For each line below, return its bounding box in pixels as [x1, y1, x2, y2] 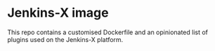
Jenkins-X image [7, 5, 109, 21]
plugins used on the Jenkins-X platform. [7, 35, 124, 43]
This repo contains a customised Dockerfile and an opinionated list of [7, 28, 209, 36]
